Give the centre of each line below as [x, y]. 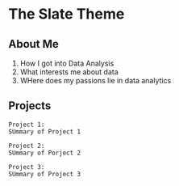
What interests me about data [69, 72]
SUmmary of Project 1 [45, 131]
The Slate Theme [67, 14]
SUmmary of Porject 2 [45, 153]
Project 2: [27, 146]
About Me [33, 44]
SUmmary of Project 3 [45, 174]
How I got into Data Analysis [67, 63]
